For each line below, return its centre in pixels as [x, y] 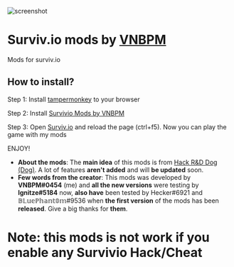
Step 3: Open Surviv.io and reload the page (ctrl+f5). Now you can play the [117, 127]
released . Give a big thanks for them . [73, 208]
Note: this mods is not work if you [108, 237]
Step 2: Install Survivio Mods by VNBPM [66, 113]
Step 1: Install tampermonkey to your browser [74, 99]
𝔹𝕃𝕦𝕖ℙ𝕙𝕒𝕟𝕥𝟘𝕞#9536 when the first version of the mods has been [118, 201]
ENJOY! [19, 148]
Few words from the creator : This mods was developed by [104, 177]
